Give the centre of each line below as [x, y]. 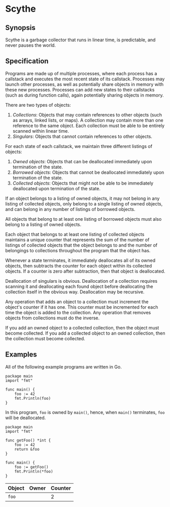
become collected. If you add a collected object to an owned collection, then [85, 333]
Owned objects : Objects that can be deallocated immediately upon [82, 161]
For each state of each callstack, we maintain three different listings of [79, 146]
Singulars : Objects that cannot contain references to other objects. [82, 136]
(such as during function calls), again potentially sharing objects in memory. [84, 95]
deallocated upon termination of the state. [56, 188]
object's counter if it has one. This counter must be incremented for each [82, 307]
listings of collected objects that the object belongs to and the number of [81, 245]
